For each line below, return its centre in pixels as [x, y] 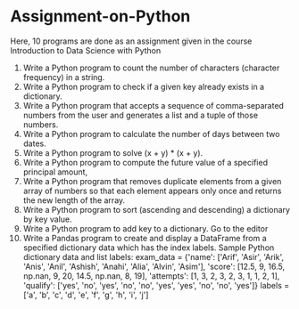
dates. [35, 143]
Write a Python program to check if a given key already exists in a [144, 86]
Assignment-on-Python [100, 16]
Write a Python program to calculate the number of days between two [151, 134]
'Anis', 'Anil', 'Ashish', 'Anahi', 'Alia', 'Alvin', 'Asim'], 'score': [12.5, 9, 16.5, [154, 266]
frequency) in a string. [64, 77]
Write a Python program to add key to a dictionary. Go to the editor [145, 228]
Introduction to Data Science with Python [86, 50]
